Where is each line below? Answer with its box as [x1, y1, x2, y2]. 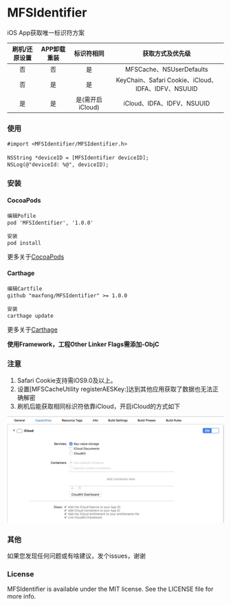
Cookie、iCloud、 [167, 76, 218, 84]
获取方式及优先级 [142, 50, 191, 58]
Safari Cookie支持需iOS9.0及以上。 [16, 376, 117, 384]
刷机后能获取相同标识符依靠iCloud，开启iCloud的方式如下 [16, 402, 181, 410]
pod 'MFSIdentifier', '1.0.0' [7, 219, 94, 227]
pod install [7, 240, 41, 247]
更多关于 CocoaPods [7, 253, 65, 261]
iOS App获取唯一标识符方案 [7, 28, 85, 37]
